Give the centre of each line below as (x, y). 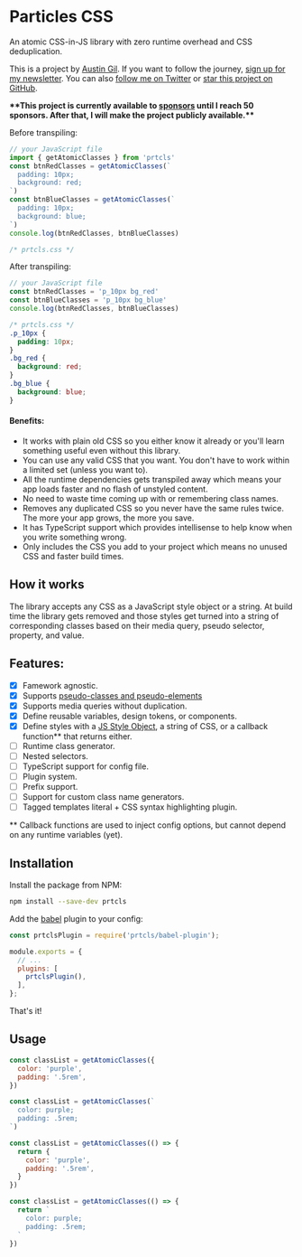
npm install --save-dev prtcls (68, 902)
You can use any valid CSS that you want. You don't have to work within (156, 460)
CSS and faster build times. (73, 556)
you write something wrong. (74, 537)
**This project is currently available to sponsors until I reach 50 (132, 105)
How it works (47, 585)
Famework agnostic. (60, 685)
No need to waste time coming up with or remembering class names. (151, 498)
